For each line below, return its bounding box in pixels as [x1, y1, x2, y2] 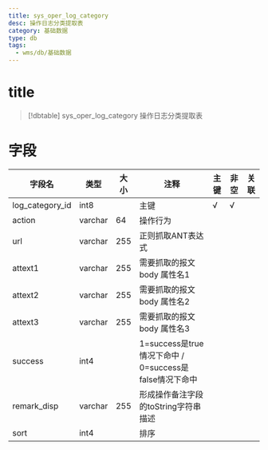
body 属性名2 [139, 296, 190, 307]
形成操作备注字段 [139, 388, 203, 400]
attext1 [12, 262, 39, 273]
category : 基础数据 [8, 26, 69, 34]
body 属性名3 [139, 323, 190, 334]
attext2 [12, 289, 39, 301]
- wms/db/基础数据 [15, 49, 72, 57]
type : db [8, 34, 37, 42]
